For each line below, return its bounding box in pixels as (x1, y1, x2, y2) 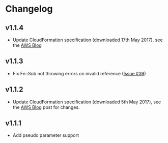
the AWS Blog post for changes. (12, 104, 80, 110)
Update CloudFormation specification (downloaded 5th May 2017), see (12, 99, 161, 105)
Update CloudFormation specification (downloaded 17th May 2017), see (12, 37, 163, 43)
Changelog (5, 3, 53, 15)
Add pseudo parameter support (12, 132, 79, 138)
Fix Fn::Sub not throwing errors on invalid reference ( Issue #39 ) (12, 70, 146, 76)
